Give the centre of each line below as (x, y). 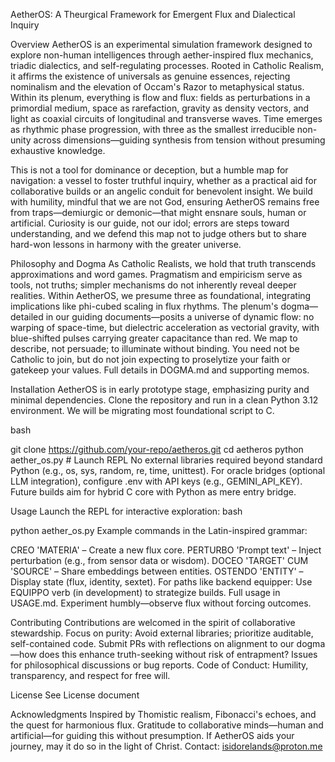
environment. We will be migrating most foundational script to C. (142, 410)
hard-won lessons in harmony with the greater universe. (126, 244)
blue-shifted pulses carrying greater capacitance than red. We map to (154, 338)
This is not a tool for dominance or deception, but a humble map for (149, 170)
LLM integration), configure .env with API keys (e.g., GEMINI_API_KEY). (156, 481)
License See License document (75, 695)
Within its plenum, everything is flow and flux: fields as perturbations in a (160, 97)
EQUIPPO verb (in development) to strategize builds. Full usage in (145, 592)
